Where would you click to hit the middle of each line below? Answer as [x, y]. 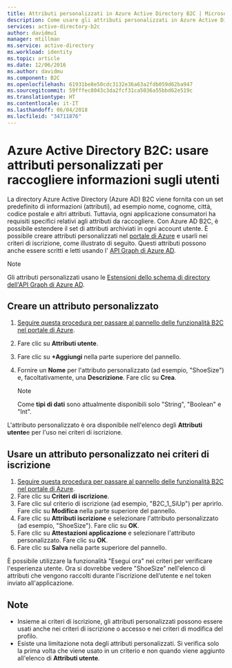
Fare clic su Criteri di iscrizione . [63, 496]
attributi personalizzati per [85, 165]
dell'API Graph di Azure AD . [46, 285]
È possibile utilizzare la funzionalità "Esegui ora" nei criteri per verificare [110, 561]
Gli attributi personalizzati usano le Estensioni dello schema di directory [109, 277]
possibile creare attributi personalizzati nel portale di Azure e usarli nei [108, 236]
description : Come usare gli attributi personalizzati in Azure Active [112, 20]
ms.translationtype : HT [41, 97]
